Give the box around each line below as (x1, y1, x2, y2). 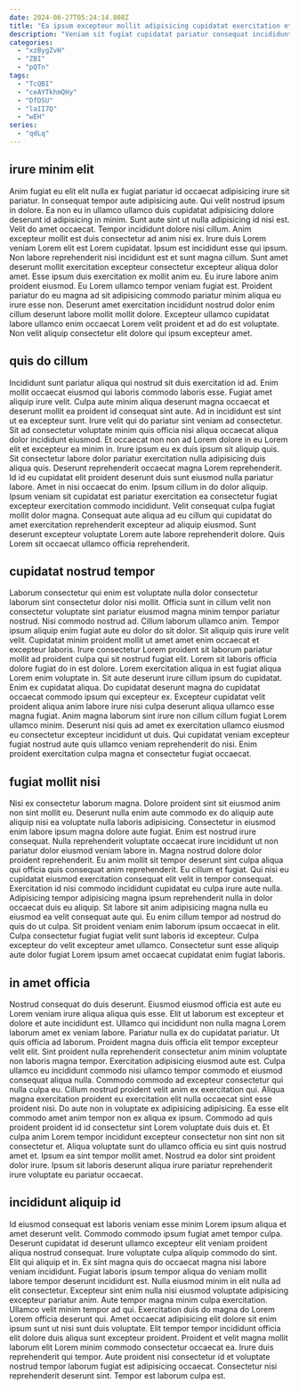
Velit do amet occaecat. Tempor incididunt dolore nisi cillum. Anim (9, 224, 252, 234)
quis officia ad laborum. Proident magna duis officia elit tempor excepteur (9, 1036, 279, 1047)
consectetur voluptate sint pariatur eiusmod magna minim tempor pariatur (9, 607, 280, 617)
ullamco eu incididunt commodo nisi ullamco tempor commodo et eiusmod (9, 1065, 283, 1075)
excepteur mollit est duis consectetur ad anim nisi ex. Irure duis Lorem (9, 233, 267, 243)
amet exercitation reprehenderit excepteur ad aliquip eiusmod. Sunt (9, 519, 256, 530)
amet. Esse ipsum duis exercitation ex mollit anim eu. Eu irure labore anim (9, 271, 279, 282)
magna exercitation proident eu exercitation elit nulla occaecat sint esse (9, 1093, 273, 1104)
